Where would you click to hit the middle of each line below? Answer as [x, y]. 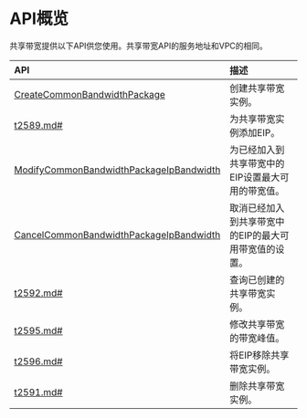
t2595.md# [38, 330]
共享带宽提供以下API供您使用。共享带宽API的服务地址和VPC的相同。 [138, 46]
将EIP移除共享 [259, 355]
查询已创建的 [257, 279]
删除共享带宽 [257, 386]
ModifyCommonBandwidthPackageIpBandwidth [117, 170]
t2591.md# [38, 392]
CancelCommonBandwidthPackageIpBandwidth [117, 235]
